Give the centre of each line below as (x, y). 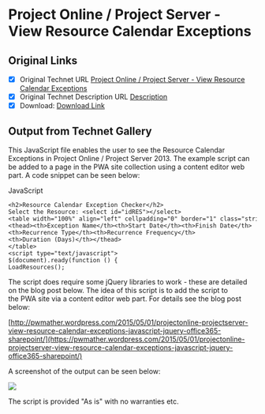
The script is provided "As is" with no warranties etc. (93, 401)
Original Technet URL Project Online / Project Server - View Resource (132, 79)
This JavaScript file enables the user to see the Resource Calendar (117, 150)
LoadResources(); (37, 267)
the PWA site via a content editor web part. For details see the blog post (125, 299)
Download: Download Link (62, 106)
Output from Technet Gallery (80, 131)
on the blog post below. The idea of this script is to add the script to (118, 290)
